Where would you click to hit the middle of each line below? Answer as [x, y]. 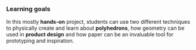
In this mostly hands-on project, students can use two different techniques [98, 22]
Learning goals [28, 9]
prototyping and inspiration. [40, 41]
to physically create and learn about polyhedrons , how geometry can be [95, 28]
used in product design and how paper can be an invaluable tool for [90, 35]
